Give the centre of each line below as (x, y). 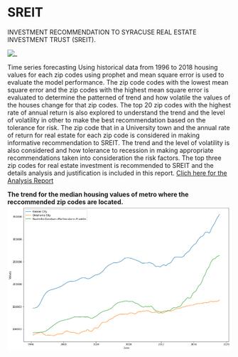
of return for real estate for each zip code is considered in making (104, 135)
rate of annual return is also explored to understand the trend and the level (116, 112)
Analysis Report (31, 180)
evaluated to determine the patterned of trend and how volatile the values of (119, 97)
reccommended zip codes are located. (65, 202)
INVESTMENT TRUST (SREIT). (52, 39)
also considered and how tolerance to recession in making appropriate (110, 150)
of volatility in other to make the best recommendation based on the (107, 120)
